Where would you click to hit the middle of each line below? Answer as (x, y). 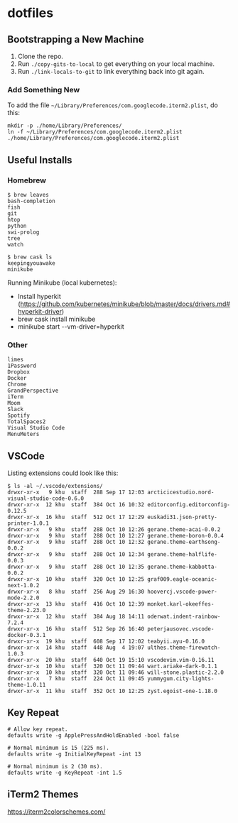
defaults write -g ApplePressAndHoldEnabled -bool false (93, 735)
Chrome (17, 385)
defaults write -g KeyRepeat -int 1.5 (65, 773)
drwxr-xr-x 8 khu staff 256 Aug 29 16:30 (76, 592)
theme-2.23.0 (27, 611)
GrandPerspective (33, 391)
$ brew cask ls (30, 257)
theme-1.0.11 (27, 685)
